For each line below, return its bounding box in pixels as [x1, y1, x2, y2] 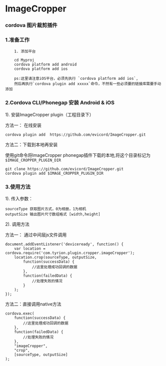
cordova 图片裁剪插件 [5, 22, 58, 29]
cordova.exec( [5, 311, 35, 316]
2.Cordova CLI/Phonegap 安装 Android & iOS [5, 99, 115, 106]
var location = [14, 246, 46, 251]
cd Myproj [14, 58, 35, 63]
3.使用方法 [5, 183, 31, 190]
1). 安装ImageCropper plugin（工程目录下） [5, 111, 94, 117]
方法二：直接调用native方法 [5, 301, 61, 307]
